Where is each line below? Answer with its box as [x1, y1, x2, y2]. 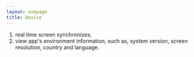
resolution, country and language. [15, 43, 100, 51]
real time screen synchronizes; [15, 31, 92, 38]
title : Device [6, 14, 42, 20]
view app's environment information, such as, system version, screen [15, 37, 189, 44]
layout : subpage [6, 8, 47, 15]
